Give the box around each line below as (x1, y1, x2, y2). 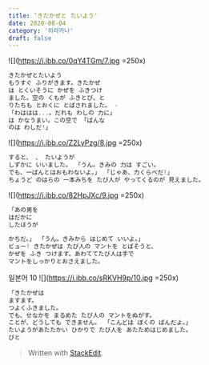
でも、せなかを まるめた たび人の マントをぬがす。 (8, 311, 156, 319)
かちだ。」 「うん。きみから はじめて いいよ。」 (8, 235, 144, 243)
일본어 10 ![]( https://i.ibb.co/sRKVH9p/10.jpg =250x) (8, 273, 179, 283)
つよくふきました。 (8, 303, 62, 312)
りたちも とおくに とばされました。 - (8, 101, 119, 109)
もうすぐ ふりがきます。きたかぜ (8, 79, 101, 87)
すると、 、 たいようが (8, 154, 75, 162)
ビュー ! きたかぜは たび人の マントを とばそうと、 (8, 243, 158, 251)
